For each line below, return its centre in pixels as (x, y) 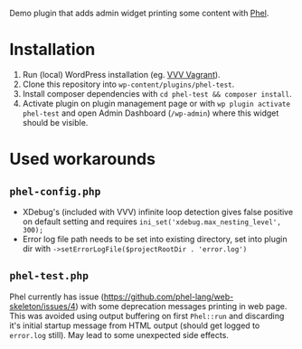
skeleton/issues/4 (42, 306)
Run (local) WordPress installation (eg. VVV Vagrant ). (121, 74)
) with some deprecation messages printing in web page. (181, 306)
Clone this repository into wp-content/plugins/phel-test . (128, 84)
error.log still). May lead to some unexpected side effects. (119, 335)
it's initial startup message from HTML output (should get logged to (135, 325)
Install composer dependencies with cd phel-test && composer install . (157, 93)
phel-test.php (49, 276)
